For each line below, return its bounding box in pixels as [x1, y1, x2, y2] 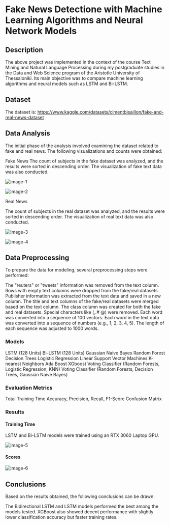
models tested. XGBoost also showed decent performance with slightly [5, 509, 154, 515]
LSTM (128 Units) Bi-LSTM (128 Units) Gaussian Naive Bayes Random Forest [5, 350, 165, 356]
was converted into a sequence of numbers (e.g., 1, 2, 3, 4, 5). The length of [5, 320, 164, 326]
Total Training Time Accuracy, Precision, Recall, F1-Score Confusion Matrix [5, 396, 162, 402]
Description [5, 45, 43, 54]
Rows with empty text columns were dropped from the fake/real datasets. [5, 288, 159, 294]
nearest [5, 361, 21, 367]
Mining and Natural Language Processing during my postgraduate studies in [5, 65, 165, 70]
